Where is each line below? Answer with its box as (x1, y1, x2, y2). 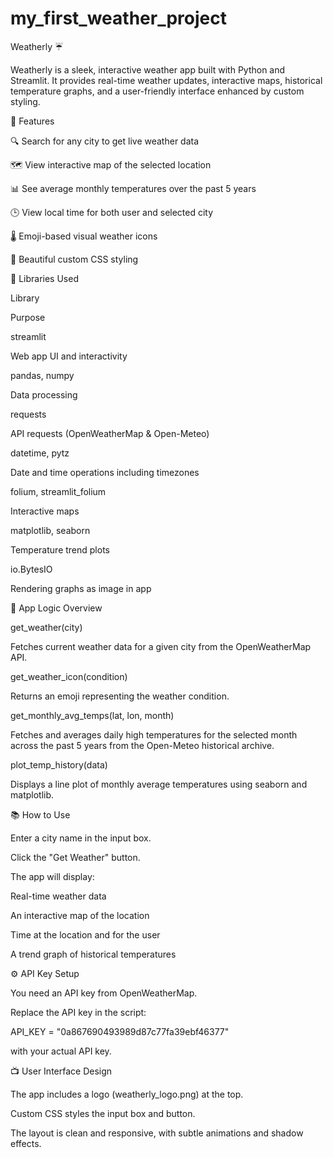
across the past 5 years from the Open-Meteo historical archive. (10, 739, 275, 751)
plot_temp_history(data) (10, 758, 108, 771)
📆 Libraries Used (10, 272, 79, 284)
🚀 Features (10, 115, 55, 127)
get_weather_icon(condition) (10, 670, 128, 682)
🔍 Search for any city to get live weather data (10, 135, 200, 147)
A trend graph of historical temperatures (10, 948, 177, 960)
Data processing (10, 388, 78, 401)
